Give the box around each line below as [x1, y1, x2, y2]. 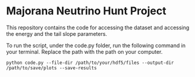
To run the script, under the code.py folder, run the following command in [6, 42, 186, 49]
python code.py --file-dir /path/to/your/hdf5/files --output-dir [6, 60, 174, 66]
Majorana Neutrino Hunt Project [6, 4, 166, 18]
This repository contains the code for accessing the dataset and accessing [6, 24, 190, 31]
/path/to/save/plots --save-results [6, 64, 97, 71]
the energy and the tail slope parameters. [6, 30, 108, 37]
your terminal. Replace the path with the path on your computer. [6, 48, 163, 55]
